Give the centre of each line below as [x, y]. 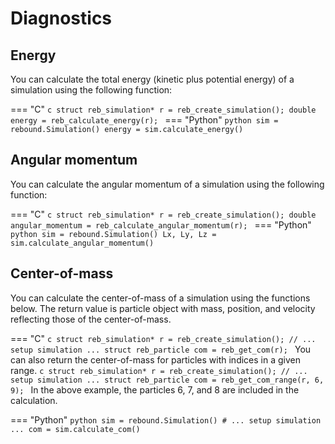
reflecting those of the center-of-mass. [91, 319]
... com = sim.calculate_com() [75, 429]
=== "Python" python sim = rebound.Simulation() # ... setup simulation [166, 419]
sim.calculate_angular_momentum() [82, 243]
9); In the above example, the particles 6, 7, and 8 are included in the [155, 389]
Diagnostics [61, 18]
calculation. [34, 400]
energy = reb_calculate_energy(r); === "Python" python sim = [144, 120]
